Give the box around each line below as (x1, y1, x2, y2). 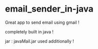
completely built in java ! (5, 29, 54, 34)
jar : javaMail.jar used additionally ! (5, 38, 74, 44)
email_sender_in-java (5, 3, 94, 15)
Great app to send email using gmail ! (5, 19, 80, 25)
